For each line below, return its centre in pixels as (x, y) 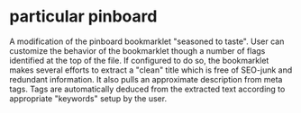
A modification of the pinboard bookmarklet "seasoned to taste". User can (147, 41)
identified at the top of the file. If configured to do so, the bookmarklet (139, 60)
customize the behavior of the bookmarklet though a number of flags (137, 50)
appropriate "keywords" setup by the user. (88, 98)
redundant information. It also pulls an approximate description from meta (146, 79)
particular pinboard (83, 17)
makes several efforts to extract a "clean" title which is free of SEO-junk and (151, 70)
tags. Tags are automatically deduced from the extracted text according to (147, 89)
